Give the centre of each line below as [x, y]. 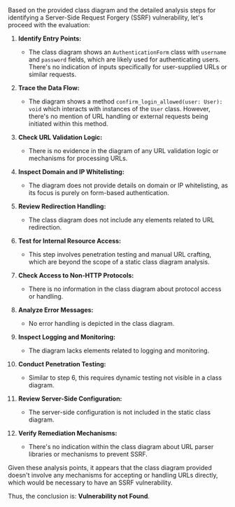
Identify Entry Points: [50, 38]
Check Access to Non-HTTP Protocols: [76, 275]
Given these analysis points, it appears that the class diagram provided [110, 467]
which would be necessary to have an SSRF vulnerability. [90, 483]
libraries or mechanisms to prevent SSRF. [88, 454]
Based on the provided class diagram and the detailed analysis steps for [112, 10]
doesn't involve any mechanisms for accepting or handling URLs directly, [113, 475]
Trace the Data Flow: [49, 88]
